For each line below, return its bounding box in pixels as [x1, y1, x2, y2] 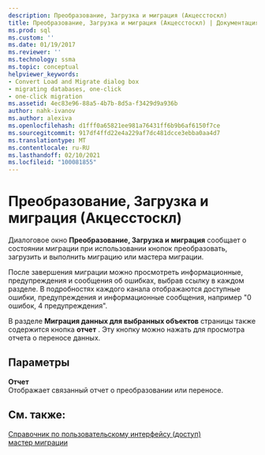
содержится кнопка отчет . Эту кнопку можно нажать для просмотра [8, 325, 245, 334]
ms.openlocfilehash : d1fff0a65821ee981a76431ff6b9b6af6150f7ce [8, 122, 221, 130]
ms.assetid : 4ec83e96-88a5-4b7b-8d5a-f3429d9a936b [8, 100, 178, 107]
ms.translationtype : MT [8, 136, 87, 145]
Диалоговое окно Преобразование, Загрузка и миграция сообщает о [8, 235, 247, 245]
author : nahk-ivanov [8, 107, 77, 115]
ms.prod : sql [8, 26, 51, 34]
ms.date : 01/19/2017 [8, 41, 77, 49]
